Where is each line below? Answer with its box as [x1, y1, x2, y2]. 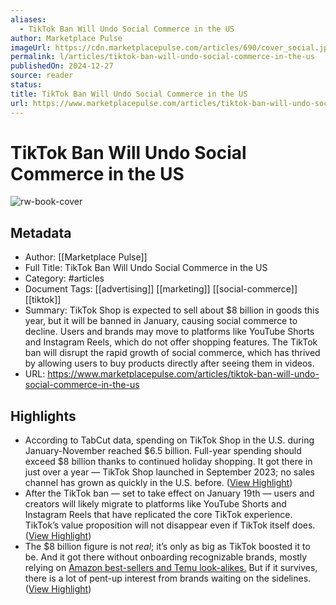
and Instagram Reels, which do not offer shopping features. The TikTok [24, 336, 318, 348]
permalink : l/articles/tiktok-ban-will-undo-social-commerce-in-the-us [10, 52, 315, 62]
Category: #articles [24, 272, 105, 285]
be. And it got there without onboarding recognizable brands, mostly [24, 551, 308, 563]
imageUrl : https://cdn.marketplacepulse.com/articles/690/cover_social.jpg [10, 42, 333, 53]
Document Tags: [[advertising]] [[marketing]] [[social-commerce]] [24, 283, 298, 295]
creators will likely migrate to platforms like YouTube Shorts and [24, 498, 287, 510]
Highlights [10, 407, 77, 425]
